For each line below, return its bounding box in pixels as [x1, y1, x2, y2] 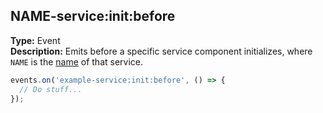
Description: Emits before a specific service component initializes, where [10, 45, 313, 57]
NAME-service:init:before [10, 8, 176, 25]
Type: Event [10, 34, 61, 46]
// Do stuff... [19, 84, 83, 94]
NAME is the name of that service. [10, 55, 144, 68]
